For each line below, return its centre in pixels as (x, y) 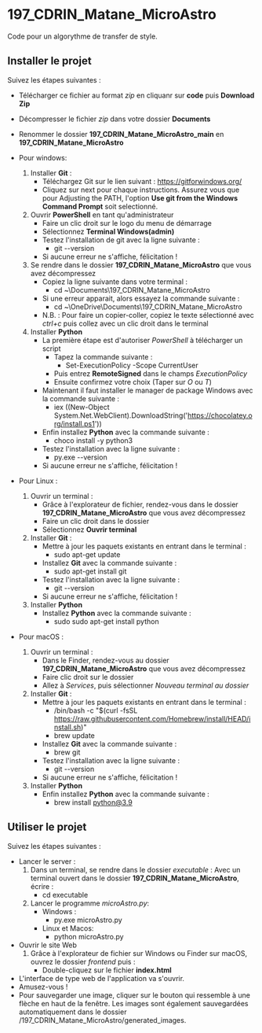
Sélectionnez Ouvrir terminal (89, 529)
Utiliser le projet (47, 827)
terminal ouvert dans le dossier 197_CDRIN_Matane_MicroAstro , (135, 878)
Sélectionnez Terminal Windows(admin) (108, 231)
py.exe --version (80, 457)
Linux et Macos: (68, 928)
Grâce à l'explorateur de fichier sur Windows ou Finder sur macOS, (139, 953)
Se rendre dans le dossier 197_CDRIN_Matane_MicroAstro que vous (141, 264)
